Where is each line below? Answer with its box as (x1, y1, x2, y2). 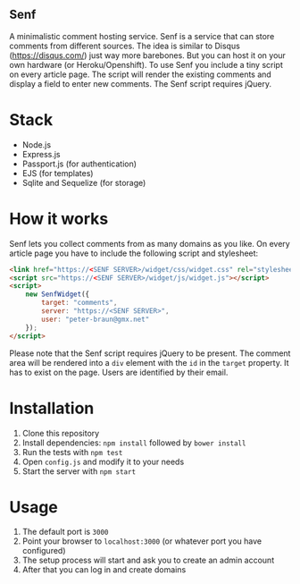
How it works (9, 208, 109, 229)
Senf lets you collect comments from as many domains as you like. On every (9, 238, 290, 249)
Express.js (21, 148, 61, 159)
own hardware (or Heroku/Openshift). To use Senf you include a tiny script (9, 59, 283, 70)
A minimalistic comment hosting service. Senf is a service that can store (9, 30, 275, 41)
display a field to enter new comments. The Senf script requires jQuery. (9, 78, 272, 89)
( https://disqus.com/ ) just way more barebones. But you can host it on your (9, 49, 286, 61)
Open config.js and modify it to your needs (21, 456, 185, 467)
